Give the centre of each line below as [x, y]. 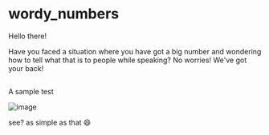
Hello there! [27, 36]
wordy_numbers [63, 14]
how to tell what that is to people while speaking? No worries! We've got [128, 60]
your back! [26, 68]
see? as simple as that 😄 [50, 123]
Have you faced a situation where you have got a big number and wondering [135, 51]
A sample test [31, 92]
